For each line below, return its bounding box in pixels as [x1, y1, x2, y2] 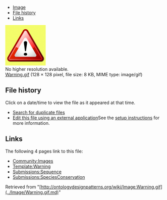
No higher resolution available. [5, 66, 69, 72]
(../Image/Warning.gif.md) [5, 189, 59, 195]
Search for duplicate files [12, 109, 65, 115]
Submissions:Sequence [12, 169, 62, 175]
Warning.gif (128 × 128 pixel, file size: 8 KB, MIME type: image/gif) [5, 72, 143, 77]
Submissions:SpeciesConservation [12, 174, 85, 180]
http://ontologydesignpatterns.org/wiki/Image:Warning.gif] [40, 184, 162, 190]
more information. [12, 120, 50, 126]
